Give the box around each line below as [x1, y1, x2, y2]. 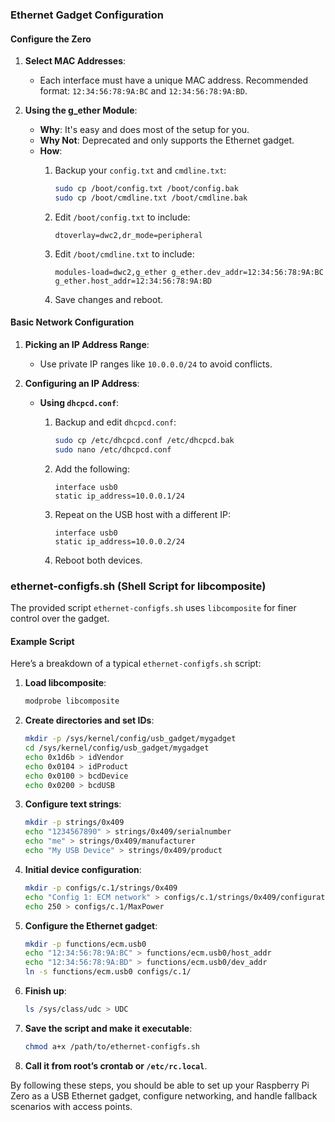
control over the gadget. [10, 613, 110, 625]
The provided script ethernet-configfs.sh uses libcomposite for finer [10, 602, 297, 614]
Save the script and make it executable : [24, 1022, 193, 1034]
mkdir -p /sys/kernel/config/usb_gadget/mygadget [24, 734, 237, 744]
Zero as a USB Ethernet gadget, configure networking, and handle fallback [10, 1089, 318, 1102]
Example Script [10, 635, 75, 647]
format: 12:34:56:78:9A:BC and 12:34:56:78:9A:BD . [39, 85, 248, 97]
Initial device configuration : [24, 863, 142, 875]
